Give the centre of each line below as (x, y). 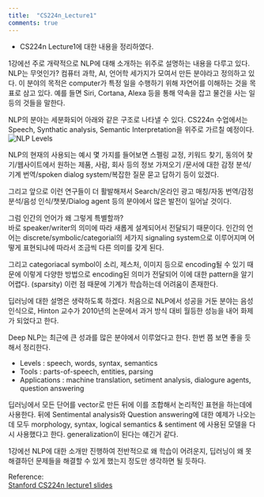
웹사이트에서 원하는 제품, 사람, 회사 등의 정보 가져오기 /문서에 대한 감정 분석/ (134, 164)
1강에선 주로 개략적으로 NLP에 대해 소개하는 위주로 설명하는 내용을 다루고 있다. (129, 63)
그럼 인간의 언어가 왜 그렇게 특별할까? (66, 217)
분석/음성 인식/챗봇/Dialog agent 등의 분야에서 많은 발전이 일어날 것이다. (120, 201)
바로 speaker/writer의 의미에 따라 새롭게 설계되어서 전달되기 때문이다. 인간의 (126, 228)
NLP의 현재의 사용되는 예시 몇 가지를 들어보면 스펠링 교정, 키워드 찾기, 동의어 (126, 154)
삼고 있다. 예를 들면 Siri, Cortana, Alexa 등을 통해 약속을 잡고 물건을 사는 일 (139, 92)
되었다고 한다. (38, 320)
